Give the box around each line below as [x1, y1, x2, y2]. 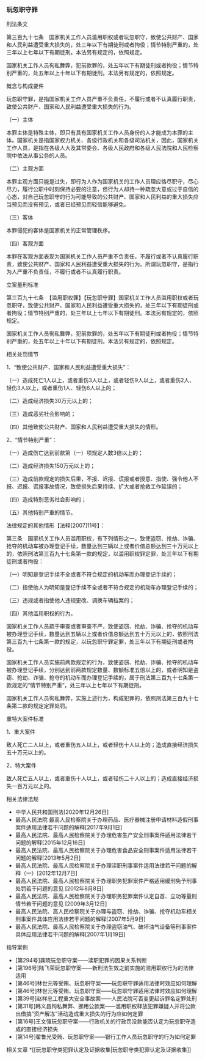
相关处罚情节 [6, 350, 38, 358]
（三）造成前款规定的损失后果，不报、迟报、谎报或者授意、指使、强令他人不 [6, 475, 199, 482]
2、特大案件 [6, 762, 37, 769]
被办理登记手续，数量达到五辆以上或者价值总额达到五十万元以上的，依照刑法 [6, 630, 199, 638]
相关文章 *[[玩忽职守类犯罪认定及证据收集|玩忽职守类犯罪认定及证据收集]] [6, 1046, 192, 1053]
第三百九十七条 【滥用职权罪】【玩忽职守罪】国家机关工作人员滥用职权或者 [6, 294, 193, 301]
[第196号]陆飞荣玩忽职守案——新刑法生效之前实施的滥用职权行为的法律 [15, 964, 194, 972]
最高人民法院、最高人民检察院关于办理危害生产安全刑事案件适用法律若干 [15, 832, 197, 839]
